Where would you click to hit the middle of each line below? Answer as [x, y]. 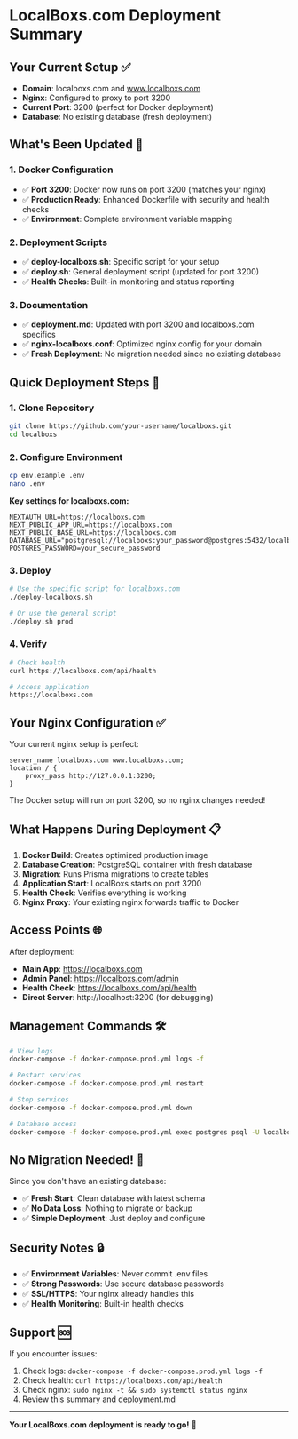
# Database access [43, 1124]
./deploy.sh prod [41, 621]
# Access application [49, 687]
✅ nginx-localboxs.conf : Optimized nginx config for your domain [142, 344]
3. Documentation [49, 305]
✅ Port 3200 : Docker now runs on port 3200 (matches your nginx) [144, 189]
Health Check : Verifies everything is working [104, 893]
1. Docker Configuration [61, 170]
